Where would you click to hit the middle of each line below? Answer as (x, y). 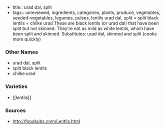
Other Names (22, 52)
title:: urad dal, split (32, 7)
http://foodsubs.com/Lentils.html (46, 121)
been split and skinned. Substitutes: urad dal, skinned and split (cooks (84, 34)
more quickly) (26, 39)
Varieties (16, 86)
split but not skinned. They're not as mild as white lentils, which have (83, 28)
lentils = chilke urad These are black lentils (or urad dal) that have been (85, 23)
